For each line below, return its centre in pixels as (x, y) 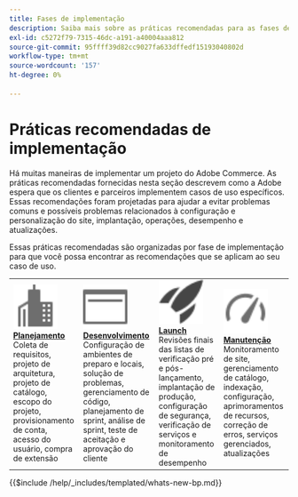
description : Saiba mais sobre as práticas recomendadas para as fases (144, 28)
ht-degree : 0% (35, 76)
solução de (103, 373)
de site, (237, 359)
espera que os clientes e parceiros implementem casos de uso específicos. (147, 192)
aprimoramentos (253, 406)
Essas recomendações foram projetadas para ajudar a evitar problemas (140, 201)
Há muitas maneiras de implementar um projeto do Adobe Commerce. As (143, 172)
